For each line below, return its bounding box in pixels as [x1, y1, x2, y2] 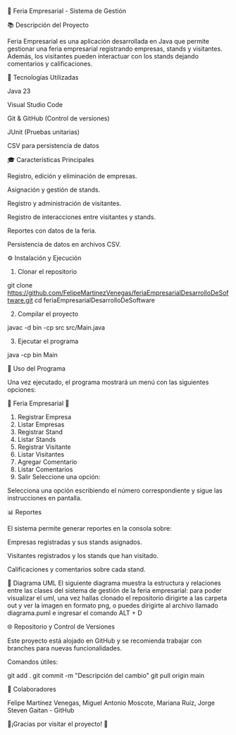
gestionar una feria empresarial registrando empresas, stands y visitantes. [7, 44, 223, 53]
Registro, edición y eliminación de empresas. [7, 172, 137, 180]
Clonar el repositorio [17, 268, 77, 276]
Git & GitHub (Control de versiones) [7, 114, 111, 123]
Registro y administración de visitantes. [7, 199, 122, 207]
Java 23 [7, 87, 31, 95]
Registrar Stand [17, 428, 63, 436]
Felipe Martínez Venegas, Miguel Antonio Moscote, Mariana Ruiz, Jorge [7, 698, 215, 707]
